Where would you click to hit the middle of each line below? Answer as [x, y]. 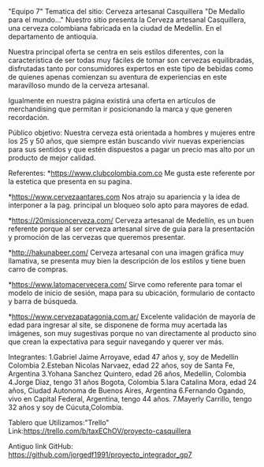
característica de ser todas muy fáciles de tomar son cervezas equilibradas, [131, 60]
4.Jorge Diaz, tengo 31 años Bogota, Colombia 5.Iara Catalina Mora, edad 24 [132, 382]
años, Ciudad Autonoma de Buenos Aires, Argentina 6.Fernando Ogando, [127, 390]
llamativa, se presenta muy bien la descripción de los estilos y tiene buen [127, 261]
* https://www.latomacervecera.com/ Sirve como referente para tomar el [125, 284]
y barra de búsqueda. [43, 301]
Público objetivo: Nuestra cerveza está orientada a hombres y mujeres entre [132, 133]
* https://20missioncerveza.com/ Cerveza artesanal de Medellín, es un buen [131, 220]
